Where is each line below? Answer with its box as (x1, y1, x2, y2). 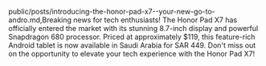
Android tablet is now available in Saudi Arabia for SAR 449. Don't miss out (8, 41, 256, 50)
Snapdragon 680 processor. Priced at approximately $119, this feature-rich (8, 32, 256, 41)
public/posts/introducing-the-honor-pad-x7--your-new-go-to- (8, 7, 215, 16)
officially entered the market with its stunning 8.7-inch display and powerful (8, 24, 259, 33)
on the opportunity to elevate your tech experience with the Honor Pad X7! (8, 49, 256, 58)
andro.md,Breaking (8, 15, 72, 25)
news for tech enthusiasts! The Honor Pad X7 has (73, 15, 238, 25)
